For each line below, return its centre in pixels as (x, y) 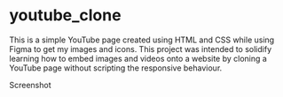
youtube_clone (65, 15)
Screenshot (30, 85)
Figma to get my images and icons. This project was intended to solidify (141, 48)
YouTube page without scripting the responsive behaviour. (116, 68)
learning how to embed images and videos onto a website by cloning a (138, 58)
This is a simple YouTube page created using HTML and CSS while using (142, 40)
